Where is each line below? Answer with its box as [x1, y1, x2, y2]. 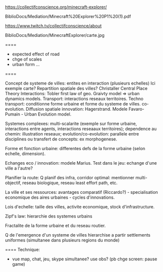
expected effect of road [12, 51, 60, 57]
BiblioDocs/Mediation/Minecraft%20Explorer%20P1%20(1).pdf [5, 14, 131, 19]
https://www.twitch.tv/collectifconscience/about [5, 23, 102, 29]
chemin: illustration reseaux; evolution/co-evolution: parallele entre [5, 131, 139, 136]
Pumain [5, 111, 20, 117]
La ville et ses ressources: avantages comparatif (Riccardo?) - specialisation [5, 189, 158, 195]
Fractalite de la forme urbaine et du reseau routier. [5, 223, 106, 228]
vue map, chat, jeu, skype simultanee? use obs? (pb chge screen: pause [12, 256, 157, 262]
